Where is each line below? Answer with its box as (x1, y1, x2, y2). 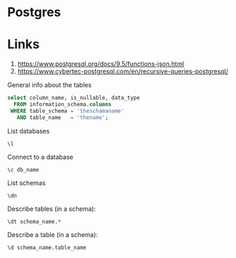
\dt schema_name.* (7, 218, 61, 225)
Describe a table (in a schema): (7, 230, 99, 239)
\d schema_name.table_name (7, 244, 87, 251)
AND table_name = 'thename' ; (16, 114, 109, 121)
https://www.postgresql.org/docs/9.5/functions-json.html (17, 60, 185, 68)
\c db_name (7, 166, 39, 173)
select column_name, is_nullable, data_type (7, 94, 140, 102)
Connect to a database (7, 153, 74, 161)
